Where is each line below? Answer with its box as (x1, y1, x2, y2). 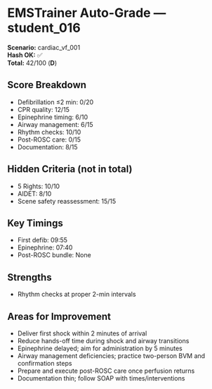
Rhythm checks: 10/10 (17, 128, 81, 136)
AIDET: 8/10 (17, 189, 52, 198)
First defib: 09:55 (17, 236, 68, 245)
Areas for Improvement (7, 310, 111, 322)
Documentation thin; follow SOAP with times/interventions (17, 374, 185, 382)
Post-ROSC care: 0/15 (17, 135, 81, 144)
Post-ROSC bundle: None (17, 251, 91, 259)
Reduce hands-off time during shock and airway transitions (17, 337, 190, 345)
